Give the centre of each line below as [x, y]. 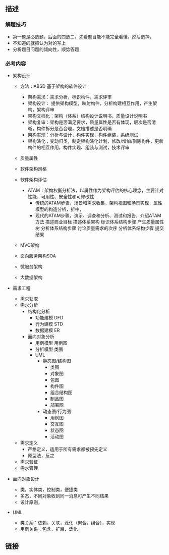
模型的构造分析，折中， [60, 209]
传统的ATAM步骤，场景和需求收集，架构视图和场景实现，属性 [99, 203]
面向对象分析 [41, 337]
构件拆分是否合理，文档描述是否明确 [74, 128]
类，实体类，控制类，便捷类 [49, 489]
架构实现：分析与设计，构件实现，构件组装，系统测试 [83, 135]
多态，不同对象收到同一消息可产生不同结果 [64, 495]
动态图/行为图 [57, 411]
